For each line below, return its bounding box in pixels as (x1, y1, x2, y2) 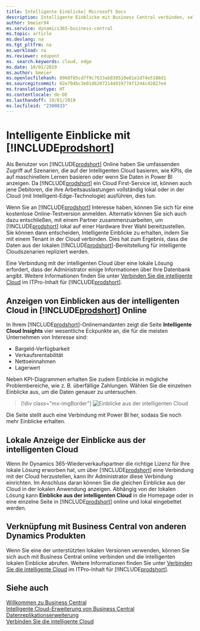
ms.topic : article (6, 31, 52, 37)
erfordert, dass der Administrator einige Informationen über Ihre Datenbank (6, 266, 190, 273)
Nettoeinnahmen (14, 358, 56, 365)
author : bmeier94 (6, 20, 49, 26)
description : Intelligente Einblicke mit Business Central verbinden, (6, 14, 185, 20)
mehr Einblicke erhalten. (6, 418, 66, 425)
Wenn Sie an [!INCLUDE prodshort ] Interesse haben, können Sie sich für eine (6, 204, 194, 211)
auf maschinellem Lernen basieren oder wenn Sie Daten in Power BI (6, 173, 173, 180)
